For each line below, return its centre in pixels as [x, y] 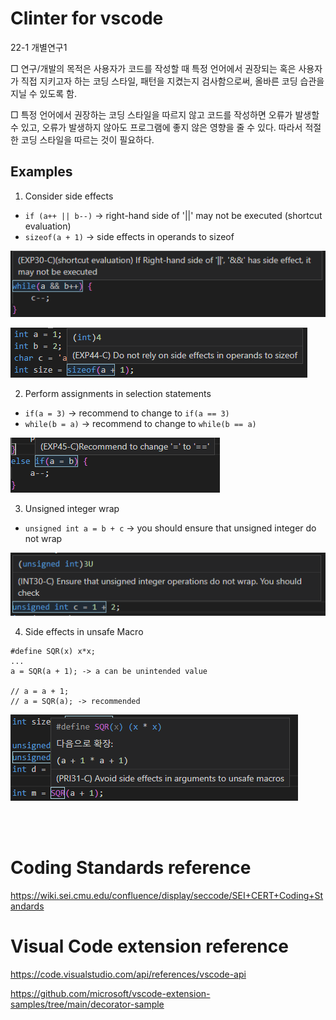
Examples [41, 172]
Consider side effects [69, 196]
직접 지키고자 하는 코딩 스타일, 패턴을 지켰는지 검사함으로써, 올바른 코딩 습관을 [172, 81]
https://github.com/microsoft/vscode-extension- [110, 994]
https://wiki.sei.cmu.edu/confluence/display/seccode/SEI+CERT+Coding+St [167, 896]
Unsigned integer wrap [72, 508]
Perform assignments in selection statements [118, 393]
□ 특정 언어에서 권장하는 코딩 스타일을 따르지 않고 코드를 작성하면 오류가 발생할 [165, 114]
